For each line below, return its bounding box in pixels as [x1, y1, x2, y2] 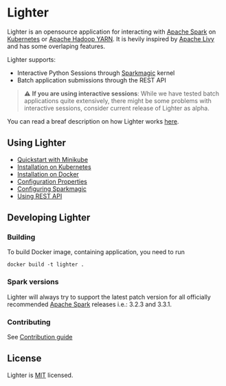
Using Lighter [7, 137, 67, 149]
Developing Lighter [7, 212, 91, 224]
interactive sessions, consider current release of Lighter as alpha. [23, 104, 210, 112]
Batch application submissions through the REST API [16, 76, 166, 84]
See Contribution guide [7, 333, 73, 341]
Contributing [7, 317, 51, 327]
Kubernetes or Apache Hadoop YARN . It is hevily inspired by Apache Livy [7, 34, 215, 43]
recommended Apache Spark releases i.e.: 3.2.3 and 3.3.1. [7, 300, 172, 308]
